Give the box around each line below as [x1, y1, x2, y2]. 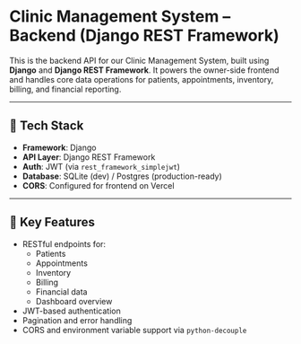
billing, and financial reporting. [9, 84, 122, 94]
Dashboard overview [35, 295, 113, 306]
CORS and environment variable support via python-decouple [21, 324, 247, 335]
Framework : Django [21, 142, 97, 153]
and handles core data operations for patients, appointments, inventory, [9, 74, 274, 84]
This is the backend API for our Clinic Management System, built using [9, 55, 270, 66]
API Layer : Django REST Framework [21, 151, 156, 163]
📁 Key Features [9, 215, 96, 230]
